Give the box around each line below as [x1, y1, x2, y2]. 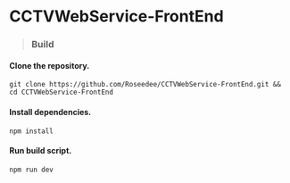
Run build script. [9, 146, 72, 156]
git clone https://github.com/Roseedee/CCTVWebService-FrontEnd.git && [9, 80, 281, 89]
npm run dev [9, 165, 54, 174]
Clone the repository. [9, 60, 90, 71]
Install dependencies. [9, 106, 92, 117]
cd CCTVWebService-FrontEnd [9, 87, 114, 97]
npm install [9, 127, 54, 136]
